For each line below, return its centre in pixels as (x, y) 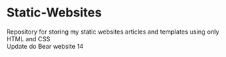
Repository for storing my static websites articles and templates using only (113, 32)
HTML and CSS (28, 38)
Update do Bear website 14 (45, 46)
